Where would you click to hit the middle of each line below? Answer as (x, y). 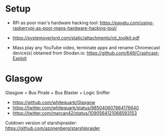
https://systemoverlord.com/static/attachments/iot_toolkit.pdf (76, 38)
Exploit (20, 58)
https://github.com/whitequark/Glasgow (54, 102)
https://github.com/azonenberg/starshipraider (53, 128)
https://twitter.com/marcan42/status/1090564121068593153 (74, 113)
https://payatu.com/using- (127, 23)
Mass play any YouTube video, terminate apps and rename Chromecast (86, 47)
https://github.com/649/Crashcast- (123, 53)
